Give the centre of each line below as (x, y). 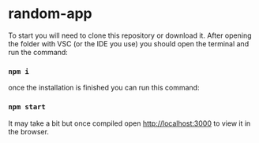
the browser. (29, 131)
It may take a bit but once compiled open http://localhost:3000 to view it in (129, 123)
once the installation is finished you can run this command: (104, 88)
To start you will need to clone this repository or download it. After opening (130, 35)
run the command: (38, 52)
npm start (27, 107)
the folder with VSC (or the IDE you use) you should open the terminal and (129, 43)
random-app (50, 14)
